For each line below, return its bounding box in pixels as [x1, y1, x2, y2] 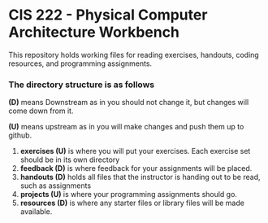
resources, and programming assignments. [8, 59, 153, 68]
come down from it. [8, 106, 74, 116]
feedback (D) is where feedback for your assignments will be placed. [19, 164, 253, 173]
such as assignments [19, 181, 92, 190]
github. [8, 130, 32, 140]
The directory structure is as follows [8, 79, 155, 90]
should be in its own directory [19, 155, 120, 164]
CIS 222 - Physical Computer [8, 6, 208, 24]
